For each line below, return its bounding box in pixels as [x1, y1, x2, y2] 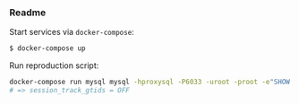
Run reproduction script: [9, 60, 99, 71]
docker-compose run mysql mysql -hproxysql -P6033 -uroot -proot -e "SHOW [9, 78, 291, 87]
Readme [9, 6, 47, 19]
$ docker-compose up [9, 44, 87, 53]
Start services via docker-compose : [9, 27, 134, 38]
